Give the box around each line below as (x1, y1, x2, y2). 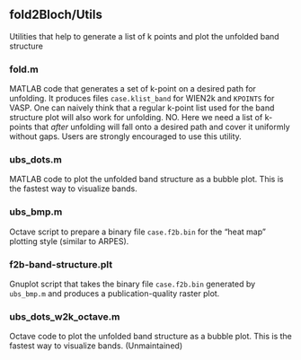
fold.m (9, 63, 39, 75)
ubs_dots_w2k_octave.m (9, 310, 120, 322)
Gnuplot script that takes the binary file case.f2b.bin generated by (9, 278, 256, 289)
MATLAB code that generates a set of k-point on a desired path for (9, 83, 256, 94)
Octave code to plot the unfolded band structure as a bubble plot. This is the (9, 331, 292, 342)
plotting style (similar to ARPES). (9, 235, 129, 246)
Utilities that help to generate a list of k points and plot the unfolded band (9, 31, 280, 41)
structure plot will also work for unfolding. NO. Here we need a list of (9, 112, 263, 123)
